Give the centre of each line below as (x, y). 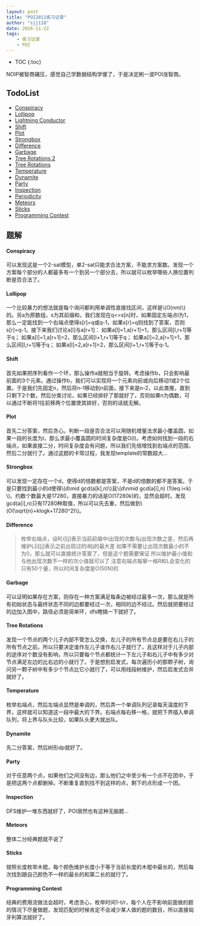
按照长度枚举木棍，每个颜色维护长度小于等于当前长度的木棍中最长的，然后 (97, 866)
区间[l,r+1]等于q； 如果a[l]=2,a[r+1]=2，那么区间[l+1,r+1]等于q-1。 (92, 345)
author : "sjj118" (28, 23)
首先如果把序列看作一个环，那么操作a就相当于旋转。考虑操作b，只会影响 (95, 373)
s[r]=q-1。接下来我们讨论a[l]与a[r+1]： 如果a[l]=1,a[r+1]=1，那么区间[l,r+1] (96, 330)
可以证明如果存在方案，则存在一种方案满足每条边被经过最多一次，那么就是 (97, 597)
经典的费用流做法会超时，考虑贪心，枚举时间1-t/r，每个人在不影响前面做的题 (100, 902)
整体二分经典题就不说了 (35, 839)
